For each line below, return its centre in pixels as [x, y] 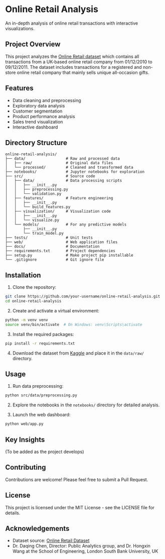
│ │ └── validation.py [33, 194]
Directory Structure [36, 142]
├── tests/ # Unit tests [49, 238]
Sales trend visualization [38, 122]
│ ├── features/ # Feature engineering [59, 198]
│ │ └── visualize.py [32, 220]
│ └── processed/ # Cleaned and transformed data [69, 167]
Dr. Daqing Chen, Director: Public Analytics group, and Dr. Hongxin [81, 546]
